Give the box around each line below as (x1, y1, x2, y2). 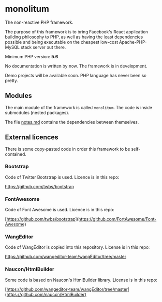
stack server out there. (21, 44, 66, 50)
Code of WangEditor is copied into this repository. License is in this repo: (5, 244, 150, 250)
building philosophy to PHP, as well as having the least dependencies (5, 34, 143, 40)
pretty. (5, 78, 18, 83)
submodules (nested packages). (5, 110, 70, 115)
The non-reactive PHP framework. (5, 19, 74, 25)
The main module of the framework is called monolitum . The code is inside (5, 104, 152, 110)
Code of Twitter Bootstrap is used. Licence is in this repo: (5, 174, 119, 180)
